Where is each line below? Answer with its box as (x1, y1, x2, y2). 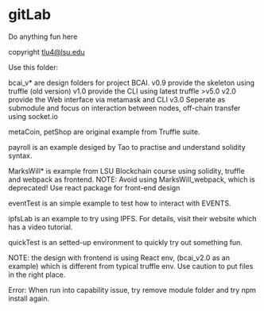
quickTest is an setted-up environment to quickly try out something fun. (8, 237, 243, 247)
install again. (8, 294, 50, 303)
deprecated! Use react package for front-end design (8, 182, 181, 192)
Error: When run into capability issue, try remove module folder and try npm (8, 285, 257, 294)
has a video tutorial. (8, 222, 73, 232)
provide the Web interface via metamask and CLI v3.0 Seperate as (8, 94, 226, 104)
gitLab (8, 6, 52, 24)
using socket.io (8, 111, 58, 121)
